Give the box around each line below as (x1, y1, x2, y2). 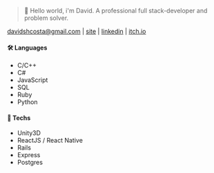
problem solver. (23, 14, 69, 22)
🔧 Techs (7, 114, 31, 122)
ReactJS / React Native (17, 136, 83, 145)
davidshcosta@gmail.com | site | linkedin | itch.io (7, 28, 146, 35)
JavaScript (17, 76, 48, 84)
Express (17, 151, 41, 159)
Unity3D (17, 129, 41, 137)
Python (17, 98, 38, 106)
